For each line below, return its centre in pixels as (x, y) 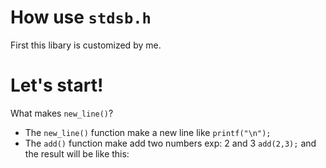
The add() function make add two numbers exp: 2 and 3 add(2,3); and (170, 143)
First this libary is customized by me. (86, 45)
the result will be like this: (77, 153)
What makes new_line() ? (62, 113)
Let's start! (57, 85)
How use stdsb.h (81, 17)
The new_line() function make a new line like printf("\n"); (148, 132)
